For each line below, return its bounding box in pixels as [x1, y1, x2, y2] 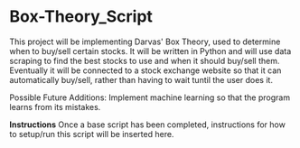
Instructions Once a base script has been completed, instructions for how [9, 119, 286, 130]
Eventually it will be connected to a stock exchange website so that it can [9, 65, 282, 76]
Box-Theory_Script [9, 6, 154, 27]
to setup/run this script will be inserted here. [9, 128, 174, 139]
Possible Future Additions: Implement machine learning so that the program [9, 92, 291, 103]
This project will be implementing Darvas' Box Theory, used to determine [9, 36, 281, 47]
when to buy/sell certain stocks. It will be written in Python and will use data [9, 45, 292, 56]
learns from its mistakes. [9, 101, 101, 112]
